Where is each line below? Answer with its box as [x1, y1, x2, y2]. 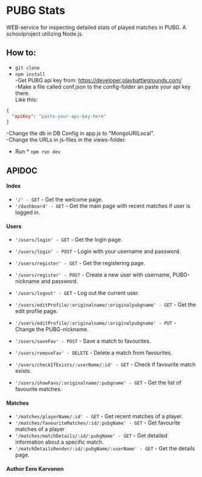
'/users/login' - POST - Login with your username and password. [15, 248, 181, 255]
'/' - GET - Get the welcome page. [15, 196, 103, 203]
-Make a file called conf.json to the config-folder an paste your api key [15, 83, 191, 90]
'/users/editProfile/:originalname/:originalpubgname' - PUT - [15, 319, 177, 327]
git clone [15, 65, 41, 71]
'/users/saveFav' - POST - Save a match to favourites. [15, 337, 151, 345]
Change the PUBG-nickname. [15, 326, 89, 333]
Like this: [15, 96, 38, 103]
